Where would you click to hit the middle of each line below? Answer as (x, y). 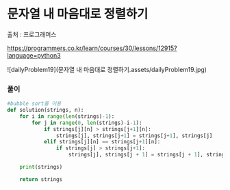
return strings (41, 179)
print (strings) (41, 167)
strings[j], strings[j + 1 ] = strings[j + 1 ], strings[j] (134, 135)
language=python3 (34, 55)
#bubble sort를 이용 (34, 104)
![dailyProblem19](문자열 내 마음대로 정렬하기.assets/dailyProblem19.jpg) (107, 69)
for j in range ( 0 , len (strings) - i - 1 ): (87, 123)
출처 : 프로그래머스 (32, 34)
